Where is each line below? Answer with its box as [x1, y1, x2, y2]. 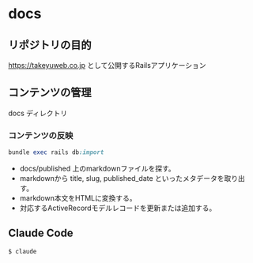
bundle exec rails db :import [8, 148, 104, 156]
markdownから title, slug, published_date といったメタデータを [19, 173, 225, 182]
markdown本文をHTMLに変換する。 [19, 193, 137, 202]
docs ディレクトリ [8, 108, 68, 118]
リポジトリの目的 [8, 38, 92, 51]
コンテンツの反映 [8, 130, 74, 141]
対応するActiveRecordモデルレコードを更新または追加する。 [19, 203, 217, 212]
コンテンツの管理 [8, 86, 92, 100]
